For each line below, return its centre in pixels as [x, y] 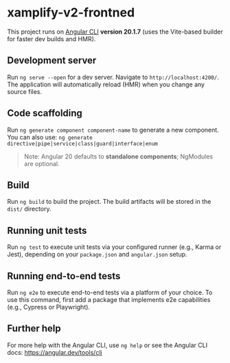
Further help [34, 328]
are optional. [42, 163]
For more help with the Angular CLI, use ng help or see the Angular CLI [107, 345]
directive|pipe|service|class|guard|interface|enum [82, 143]
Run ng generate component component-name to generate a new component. [113, 130]
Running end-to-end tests [64, 276]
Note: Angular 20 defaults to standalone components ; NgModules [118, 156]
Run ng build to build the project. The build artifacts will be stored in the [109, 202]
